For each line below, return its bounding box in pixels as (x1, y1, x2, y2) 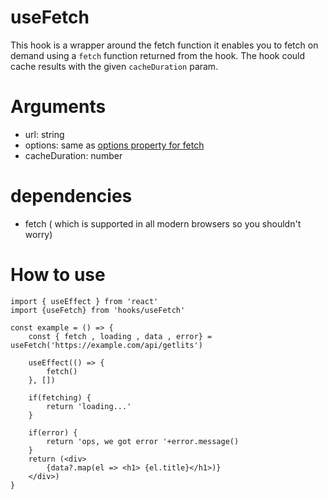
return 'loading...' (46, 401, 132, 411)
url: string (24, 128, 65, 140)
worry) (24, 228, 53, 240)
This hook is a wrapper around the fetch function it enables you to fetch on (10, 39, 319, 51)
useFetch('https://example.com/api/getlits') (10, 340, 203, 350)
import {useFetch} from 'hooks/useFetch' (10, 305, 186, 315)
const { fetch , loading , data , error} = (28, 331, 213, 341)
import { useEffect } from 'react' (10, 296, 159, 306)
